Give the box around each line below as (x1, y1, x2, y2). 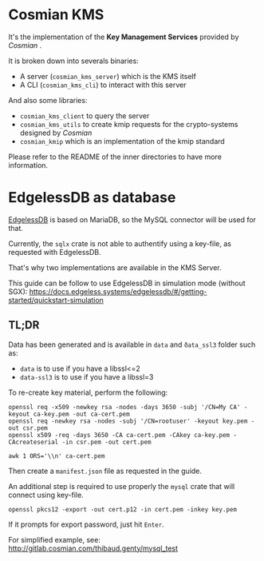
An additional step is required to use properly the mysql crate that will (8, 481, 235, 491)
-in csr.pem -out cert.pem (61, 438, 152, 446)
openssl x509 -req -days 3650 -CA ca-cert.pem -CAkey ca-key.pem (8, 431, 230, 439)
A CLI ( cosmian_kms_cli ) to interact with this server (19, 80, 187, 90)
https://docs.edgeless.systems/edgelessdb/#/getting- (29, 286, 207, 296)
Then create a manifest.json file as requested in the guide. (8, 466, 202, 475)
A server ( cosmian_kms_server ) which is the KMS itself (19, 71, 197, 81)
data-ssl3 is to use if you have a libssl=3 (19, 372, 154, 381)
